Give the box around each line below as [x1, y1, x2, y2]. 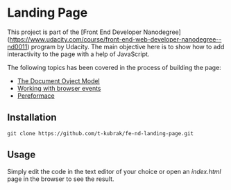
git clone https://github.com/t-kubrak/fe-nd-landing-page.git [7, 130, 194, 137]
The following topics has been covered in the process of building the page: [7, 63, 222, 71]
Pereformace [17, 92, 55, 100]
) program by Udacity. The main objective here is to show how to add [26, 42, 225, 51]
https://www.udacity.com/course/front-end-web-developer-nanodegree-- [9, 35, 222, 43]
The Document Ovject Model [17, 76, 101, 85]
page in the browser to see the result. [7, 175, 114, 183]
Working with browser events [17, 84, 101, 92]
